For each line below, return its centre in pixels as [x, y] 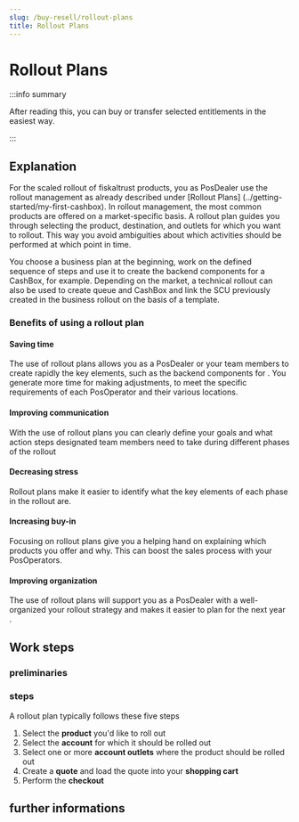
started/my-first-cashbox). [58, 207]
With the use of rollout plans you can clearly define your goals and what [141, 432]
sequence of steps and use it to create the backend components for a [137, 272]
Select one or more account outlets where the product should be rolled [153, 752]
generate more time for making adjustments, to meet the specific [128, 383]
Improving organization [53, 581]
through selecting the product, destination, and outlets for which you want [145, 226]
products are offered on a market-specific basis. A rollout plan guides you [145, 216]
